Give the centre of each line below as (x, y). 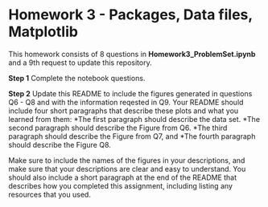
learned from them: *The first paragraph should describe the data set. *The (134, 119)
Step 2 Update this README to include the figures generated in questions (130, 93)
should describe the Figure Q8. (60, 144)
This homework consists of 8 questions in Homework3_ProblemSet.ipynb (132, 54)
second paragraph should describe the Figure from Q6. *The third (118, 128)
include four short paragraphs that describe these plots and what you (124, 111)
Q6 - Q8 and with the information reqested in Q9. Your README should (126, 102)
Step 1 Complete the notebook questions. (77, 78)
